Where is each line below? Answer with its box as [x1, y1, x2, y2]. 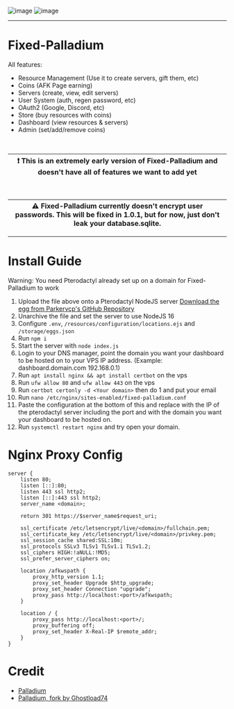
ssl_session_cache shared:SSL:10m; [20, 537, 124, 544]
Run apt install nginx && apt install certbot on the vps [17, 370, 187, 379]
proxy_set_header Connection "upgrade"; [33, 585, 151, 592]
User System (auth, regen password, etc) [17, 96, 136, 104]
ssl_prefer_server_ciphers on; [20, 555, 111, 562]
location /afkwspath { [20, 567, 86, 574]
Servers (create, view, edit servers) [17, 88, 119, 97]
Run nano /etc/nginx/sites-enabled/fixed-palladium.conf [17, 393, 187, 401]
